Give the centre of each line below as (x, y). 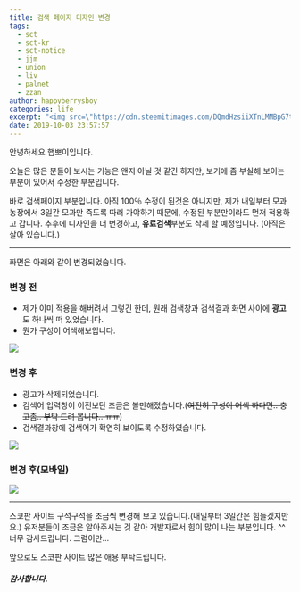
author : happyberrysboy (54, 100)
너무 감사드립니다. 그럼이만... (59, 538)
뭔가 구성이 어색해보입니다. (69, 330)
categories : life (42, 109)
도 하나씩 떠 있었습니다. (63, 320)
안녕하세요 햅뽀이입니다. (51, 152)
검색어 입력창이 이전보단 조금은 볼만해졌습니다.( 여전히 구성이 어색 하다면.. (150, 405)
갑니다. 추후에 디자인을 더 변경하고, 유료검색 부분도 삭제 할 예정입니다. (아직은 (152, 223)
